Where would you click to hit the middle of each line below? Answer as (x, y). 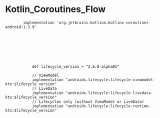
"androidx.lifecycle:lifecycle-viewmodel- (110, 80)
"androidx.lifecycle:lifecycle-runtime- (108, 106)
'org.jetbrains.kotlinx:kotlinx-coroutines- (104, 23)
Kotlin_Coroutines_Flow (55, 9)
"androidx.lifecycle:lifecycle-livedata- (109, 93)
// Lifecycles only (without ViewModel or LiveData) (88, 101)
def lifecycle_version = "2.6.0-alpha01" (76, 66)
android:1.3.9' (21, 27)
